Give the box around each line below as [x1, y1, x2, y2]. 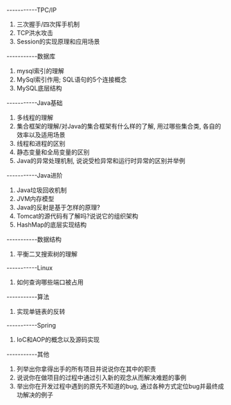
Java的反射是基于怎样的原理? [16, 203, 101, 211]
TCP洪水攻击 [16, 29, 53, 37]
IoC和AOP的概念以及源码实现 [16, 335, 100, 343]
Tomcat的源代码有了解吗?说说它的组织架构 [16, 212, 139, 220]
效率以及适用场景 [16, 131, 66, 139]
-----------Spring [6, 321, 57, 329]
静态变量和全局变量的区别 [16, 148, 90, 156]
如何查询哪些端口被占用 [16, 278, 84, 286]
